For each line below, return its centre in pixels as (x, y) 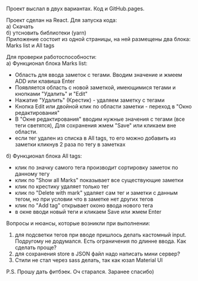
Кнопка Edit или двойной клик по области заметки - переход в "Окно (103, 106)
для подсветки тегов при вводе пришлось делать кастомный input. (100, 235)
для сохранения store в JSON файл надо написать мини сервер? (98, 254)
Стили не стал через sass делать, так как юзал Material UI (89, 260)
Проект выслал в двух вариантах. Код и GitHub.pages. (75, 9)
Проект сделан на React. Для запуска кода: (62, 20)
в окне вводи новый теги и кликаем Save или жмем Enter (88, 212)
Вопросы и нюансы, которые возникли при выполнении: (78, 223)
